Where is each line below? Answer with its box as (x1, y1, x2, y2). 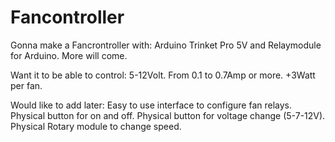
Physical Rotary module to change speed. (10, 120, 182, 132)
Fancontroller (10, 6, 125, 29)
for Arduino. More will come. (10, 49, 128, 61)
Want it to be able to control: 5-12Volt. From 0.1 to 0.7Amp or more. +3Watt (10, 69, 316, 81)
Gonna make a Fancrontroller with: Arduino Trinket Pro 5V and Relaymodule (10, 39, 322, 51)
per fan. (10, 79, 43, 91)
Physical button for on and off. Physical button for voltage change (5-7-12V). (10, 109, 326, 121)
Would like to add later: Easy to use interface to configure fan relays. (10, 99, 293, 111)
